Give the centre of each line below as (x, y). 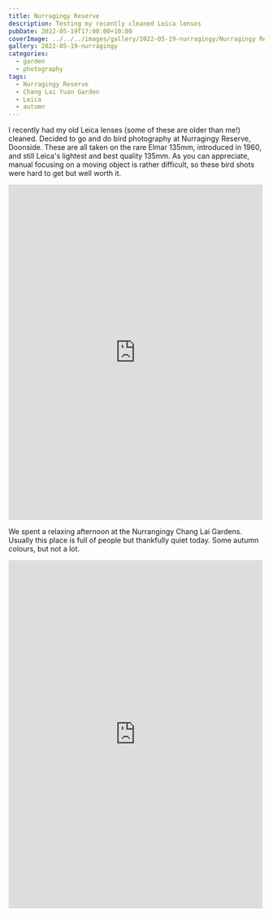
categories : (28, 54)
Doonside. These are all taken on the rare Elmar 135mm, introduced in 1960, (135, 147)
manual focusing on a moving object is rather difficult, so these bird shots (132, 165)
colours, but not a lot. (44, 549)
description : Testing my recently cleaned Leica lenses (105, 24)
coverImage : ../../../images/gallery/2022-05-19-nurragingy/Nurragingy (132, 39)
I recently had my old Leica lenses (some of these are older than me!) (125, 130)
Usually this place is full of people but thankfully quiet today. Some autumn (134, 540)
